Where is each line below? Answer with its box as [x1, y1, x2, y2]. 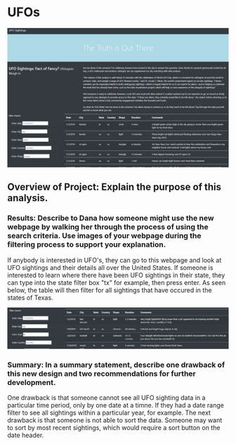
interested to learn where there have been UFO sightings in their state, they [7, 271, 225, 279]
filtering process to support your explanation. [7, 240, 166, 250]
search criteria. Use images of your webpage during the [7, 231, 202, 240]
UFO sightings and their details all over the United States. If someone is [7, 263, 214, 272]
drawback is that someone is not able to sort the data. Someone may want [7, 415, 223, 424]
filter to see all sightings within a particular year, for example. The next [7, 408, 211, 417]
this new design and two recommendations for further [7, 368, 196, 378]
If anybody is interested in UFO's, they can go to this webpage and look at [7, 255, 222, 264]
